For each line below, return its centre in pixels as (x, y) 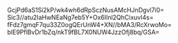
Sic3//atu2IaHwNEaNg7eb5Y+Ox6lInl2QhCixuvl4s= (80, 17)
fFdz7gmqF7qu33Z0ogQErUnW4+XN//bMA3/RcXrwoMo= (89, 25)
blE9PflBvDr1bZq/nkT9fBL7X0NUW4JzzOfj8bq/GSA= (83, 32)
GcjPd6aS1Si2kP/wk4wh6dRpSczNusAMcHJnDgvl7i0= (86, 10)
